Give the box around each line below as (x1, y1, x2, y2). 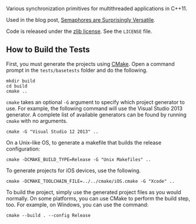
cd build (6, 83, 28, 89)
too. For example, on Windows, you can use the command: (6, 201, 149, 208)
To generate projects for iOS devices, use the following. (6, 167, 141, 174)
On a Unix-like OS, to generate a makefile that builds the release (6, 139, 162, 146)
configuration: (6, 145, 40, 152)
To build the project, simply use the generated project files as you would (6, 188, 181, 196)
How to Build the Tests (6, 45, 90, 55)
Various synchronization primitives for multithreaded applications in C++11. (6, 5, 188, 12)
